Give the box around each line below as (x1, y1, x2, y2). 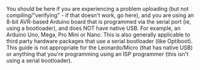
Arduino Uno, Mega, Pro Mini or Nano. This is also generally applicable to (6, 31, 190, 38)
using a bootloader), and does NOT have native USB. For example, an (6, 24, 181, 32)
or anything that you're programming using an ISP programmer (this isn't (6, 51, 189, 57)
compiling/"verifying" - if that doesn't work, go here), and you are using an (6, 12, 194, 19)
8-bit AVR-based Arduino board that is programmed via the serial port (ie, (6, 18, 191, 25)
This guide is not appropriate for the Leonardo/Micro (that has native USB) (6, 44, 193, 51)
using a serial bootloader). (6, 57, 73, 64)
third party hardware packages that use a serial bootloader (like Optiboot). (6, 38, 193, 44)
